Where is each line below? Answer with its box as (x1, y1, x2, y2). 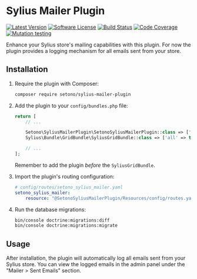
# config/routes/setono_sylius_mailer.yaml (14, 184, 123, 190)
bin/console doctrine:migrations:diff (14, 217, 110, 223)
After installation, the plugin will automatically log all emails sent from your (6, 254, 186, 262)
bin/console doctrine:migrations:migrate (14, 223, 118, 228)
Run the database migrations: (14, 206, 86, 213)
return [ (14, 113, 36, 119)
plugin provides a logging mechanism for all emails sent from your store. (6, 47, 181, 54)
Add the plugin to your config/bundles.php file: (14, 102, 128, 109)
